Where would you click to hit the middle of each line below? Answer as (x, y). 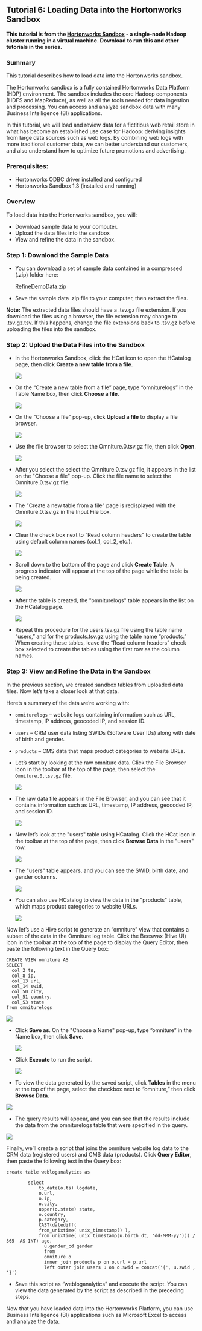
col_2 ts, (24, 970)
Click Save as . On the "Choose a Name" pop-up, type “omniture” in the (103, 1030)
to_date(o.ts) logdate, (68, 1188)
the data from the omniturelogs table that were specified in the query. (101, 1125)
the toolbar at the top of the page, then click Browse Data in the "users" (104, 841)
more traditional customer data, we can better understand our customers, (97, 144)
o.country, (52, 1214)
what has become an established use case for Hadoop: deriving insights (96, 131)
